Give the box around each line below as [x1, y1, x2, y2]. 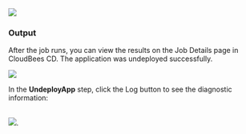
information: [8, 93, 49, 103]
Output [8, 27, 37, 39]
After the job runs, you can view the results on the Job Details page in [8, 46, 239, 55]
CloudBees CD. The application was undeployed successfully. [8, 54, 213, 63]
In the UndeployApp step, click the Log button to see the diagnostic [8, 84, 232, 95]
